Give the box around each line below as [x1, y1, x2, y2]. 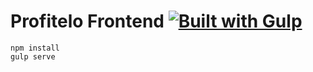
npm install [10, 43, 60, 53]
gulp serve [10, 51, 56, 62]
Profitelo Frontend [10, 10, 165, 33]
